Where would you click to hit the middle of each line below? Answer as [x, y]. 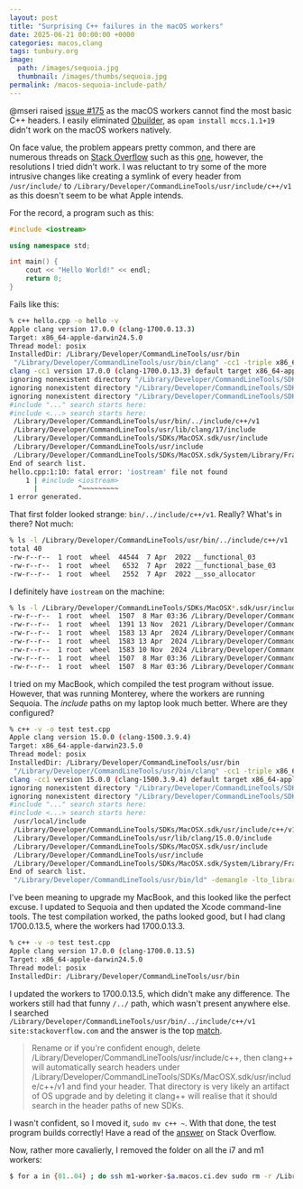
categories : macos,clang [56, 43]
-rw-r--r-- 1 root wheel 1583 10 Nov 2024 [98, 650]
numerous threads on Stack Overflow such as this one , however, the [136, 157]
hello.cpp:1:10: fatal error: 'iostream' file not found [119, 472]
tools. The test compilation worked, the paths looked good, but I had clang [147, 916]
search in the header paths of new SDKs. [108, 1105]
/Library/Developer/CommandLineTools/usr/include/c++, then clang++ [162, 1057]
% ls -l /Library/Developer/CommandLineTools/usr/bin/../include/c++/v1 [149, 541]
